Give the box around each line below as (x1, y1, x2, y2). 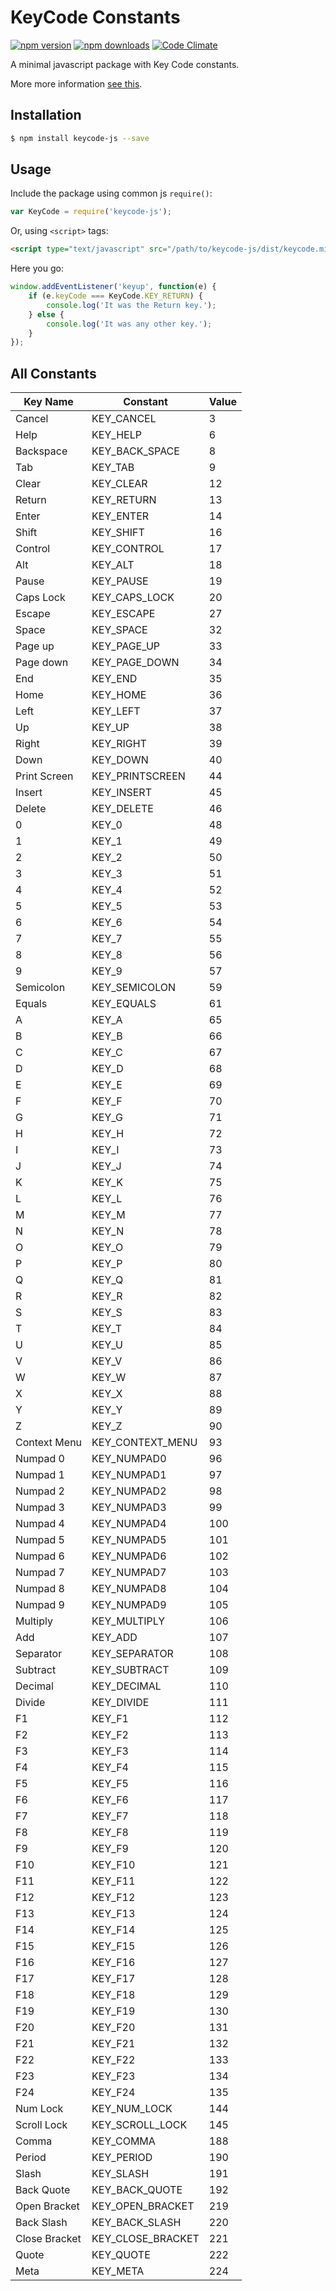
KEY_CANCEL (91, 412, 157, 426)
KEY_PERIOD (91, 2151, 153, 2165)
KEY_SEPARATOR (91, 1647, 174, 1661)
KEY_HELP (91, 428, 142, 442)
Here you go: (10, 262, 64, 275)
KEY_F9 (91, 1842, 129, 1856)
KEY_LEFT (91, 704, 141, 718)
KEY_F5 (91, 1777, 129, 1791)
